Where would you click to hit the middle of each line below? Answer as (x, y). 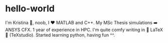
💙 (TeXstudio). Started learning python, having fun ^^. (60, 35)
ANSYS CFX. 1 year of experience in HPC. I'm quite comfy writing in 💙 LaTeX (84, 30)
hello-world (30, 9)
